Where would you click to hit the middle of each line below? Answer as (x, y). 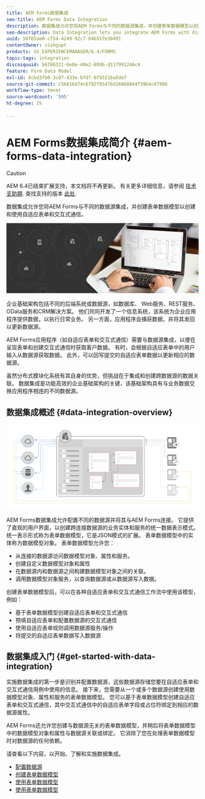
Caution (16, 173)
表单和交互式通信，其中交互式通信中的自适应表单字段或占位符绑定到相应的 (100, 705)
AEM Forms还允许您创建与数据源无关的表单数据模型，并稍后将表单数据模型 (101, 726)
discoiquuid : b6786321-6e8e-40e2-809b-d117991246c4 (73, 64)
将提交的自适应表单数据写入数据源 (58, 635)
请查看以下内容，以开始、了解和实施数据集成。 (65, 754)
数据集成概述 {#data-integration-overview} (89, 412)
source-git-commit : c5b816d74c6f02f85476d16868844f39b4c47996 (87, 84)
